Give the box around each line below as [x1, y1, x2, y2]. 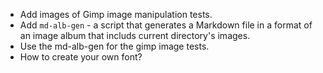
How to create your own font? [19, 51, 143, 63]
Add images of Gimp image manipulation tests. [19, 9, 213, 20]
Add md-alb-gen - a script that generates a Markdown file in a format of [19, 19, 313, 31]
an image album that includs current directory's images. [19, 30, 251, 41]
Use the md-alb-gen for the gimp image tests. [19, 40, 210, 52]
